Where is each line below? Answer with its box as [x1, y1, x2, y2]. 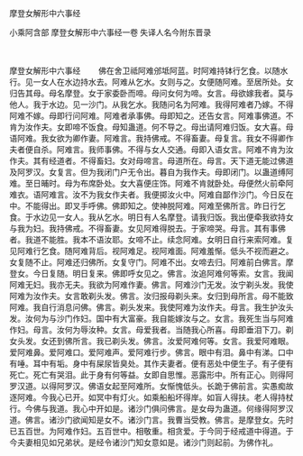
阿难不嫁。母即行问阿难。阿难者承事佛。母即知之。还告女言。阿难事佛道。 [9, 111, 286, 121]
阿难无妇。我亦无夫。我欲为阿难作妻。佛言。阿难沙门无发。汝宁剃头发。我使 [9, 279, 294, 290]
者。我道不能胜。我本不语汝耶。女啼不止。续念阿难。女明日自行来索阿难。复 [9, 234, 294, 245]
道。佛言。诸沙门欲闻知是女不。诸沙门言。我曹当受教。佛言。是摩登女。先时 [9, 415, 294, 425]
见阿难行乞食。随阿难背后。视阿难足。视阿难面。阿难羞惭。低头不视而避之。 [9, 246, 294, 256]
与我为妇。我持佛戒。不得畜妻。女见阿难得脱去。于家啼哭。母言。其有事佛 [9, 223, 286, 233]
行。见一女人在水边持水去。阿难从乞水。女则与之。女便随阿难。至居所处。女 [9, 77, 294, 87]
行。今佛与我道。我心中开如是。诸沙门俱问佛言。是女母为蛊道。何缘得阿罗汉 [9, 404, 294, 414]
